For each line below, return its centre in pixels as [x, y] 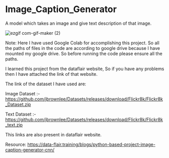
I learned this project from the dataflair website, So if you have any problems [85, 69]
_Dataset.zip [18, 104]
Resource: [16, 144]
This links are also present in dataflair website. [53, 134]
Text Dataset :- [21, 114]
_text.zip [14, 125]
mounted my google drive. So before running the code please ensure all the [84, 54]
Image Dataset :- [23, 93]
